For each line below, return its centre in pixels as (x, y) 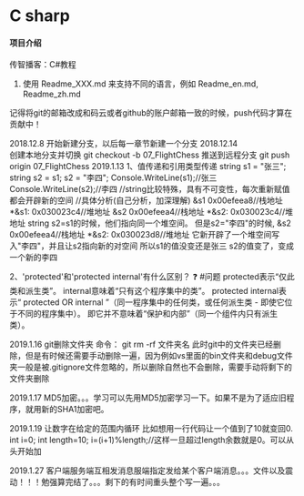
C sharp (40, 16)
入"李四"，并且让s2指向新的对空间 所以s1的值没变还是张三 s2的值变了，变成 (152, 246)
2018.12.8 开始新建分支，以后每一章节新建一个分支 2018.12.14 (124, 144)
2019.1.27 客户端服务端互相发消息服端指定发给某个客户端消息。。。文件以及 (147, 471)
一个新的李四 (33, 258)
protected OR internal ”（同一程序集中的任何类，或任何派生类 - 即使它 (154, 302)
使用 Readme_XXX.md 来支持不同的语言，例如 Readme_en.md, (141, 84)
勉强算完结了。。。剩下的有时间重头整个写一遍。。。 (132, 482)
